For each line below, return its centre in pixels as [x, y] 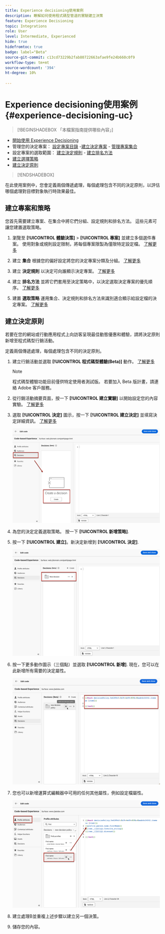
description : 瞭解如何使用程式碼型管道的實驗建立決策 [54, 16]
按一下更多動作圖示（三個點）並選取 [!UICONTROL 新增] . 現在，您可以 [83, 664]
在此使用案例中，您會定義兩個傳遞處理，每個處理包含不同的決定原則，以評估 [82, 185]
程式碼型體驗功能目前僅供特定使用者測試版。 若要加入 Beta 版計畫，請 [83, 381]
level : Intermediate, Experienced [41, 37]
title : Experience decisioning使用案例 [44, 10]
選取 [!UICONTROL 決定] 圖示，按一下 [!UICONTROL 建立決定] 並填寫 [82, 415]
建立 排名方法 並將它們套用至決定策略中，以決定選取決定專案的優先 [80, 281]
